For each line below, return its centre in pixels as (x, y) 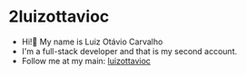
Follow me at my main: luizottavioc (86, 61)
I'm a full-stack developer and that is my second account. (129, 51)
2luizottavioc (59, 17)
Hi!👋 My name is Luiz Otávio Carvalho (92, 42)
